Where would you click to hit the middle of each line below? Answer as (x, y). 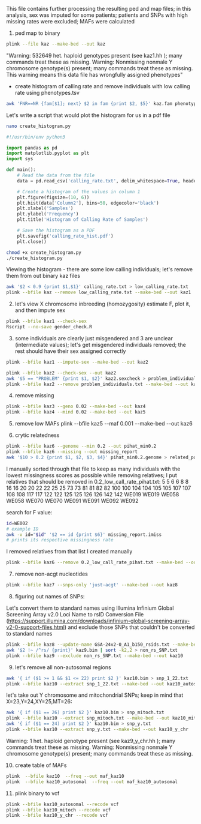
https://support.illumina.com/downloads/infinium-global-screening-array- (99, 621)
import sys (20, 159)
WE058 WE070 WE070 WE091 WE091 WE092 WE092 (72, 501)
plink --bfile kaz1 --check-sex (46, 321)
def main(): (21, 170)
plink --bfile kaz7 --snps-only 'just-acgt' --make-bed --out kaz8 (92, 585)
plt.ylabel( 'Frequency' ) (48, 214)
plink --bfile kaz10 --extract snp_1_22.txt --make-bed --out (85, 684)
